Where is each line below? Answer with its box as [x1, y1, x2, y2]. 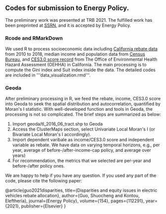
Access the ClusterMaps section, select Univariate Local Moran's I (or [12, 126, 155, 132]
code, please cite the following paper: [5, 178, 82, 184]
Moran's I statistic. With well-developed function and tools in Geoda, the [5, 106, 153, 112]
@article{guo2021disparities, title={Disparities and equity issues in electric [5, 187, 158, 193]
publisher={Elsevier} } [21, 203, 66, 209]
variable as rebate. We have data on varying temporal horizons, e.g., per [12, 142, 160, 148]
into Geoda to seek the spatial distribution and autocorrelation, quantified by [5, 101, 161, 107]
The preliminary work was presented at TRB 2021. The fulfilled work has [5, 17, 153, 23]
